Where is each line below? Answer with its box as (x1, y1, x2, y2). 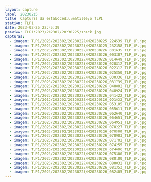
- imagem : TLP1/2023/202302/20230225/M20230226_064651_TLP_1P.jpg (9, 115, 147, 120)
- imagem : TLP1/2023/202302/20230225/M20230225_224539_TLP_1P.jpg (9, 39, 147, 44)
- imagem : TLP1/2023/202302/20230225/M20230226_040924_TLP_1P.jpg (9, 88, 147, 93)
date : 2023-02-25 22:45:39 (5, 25, 60, 30)
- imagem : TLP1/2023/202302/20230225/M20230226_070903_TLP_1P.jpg (9, 133, 147, 138)
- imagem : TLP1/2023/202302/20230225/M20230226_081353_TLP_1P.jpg (9, 165, 147, 170)
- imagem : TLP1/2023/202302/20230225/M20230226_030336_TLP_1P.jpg (9, 75, 147, 80)
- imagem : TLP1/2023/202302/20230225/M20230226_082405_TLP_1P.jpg (9, 169, 147, 175)
